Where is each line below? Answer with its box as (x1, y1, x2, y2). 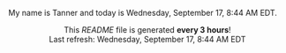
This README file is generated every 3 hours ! (64, 25, 231, 34)
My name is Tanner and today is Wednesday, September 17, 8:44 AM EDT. (8, 8, 277, 18)
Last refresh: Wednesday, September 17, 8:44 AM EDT (49, 34, 246, 44)
